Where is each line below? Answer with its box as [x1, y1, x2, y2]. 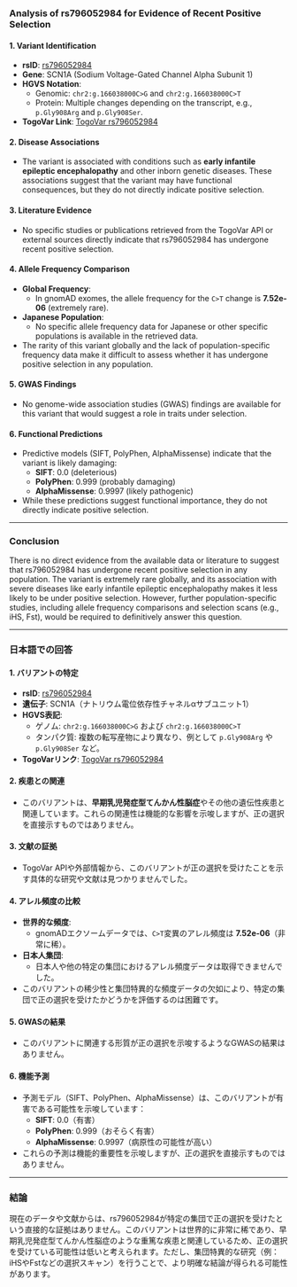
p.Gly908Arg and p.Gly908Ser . [34, 107, 143, 118]
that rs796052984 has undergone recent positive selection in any [9, 565, 247, 575]
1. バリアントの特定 [9, 667, 80, 678]
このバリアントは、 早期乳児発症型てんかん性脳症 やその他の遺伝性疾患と [21, 797, 286, 807]
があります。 [9, 1268, 56, 1279]
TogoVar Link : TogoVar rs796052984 [21, 116, 159, 127]
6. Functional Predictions [9, 428, 103, 439]
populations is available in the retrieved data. [34, 331, 199, 341]
